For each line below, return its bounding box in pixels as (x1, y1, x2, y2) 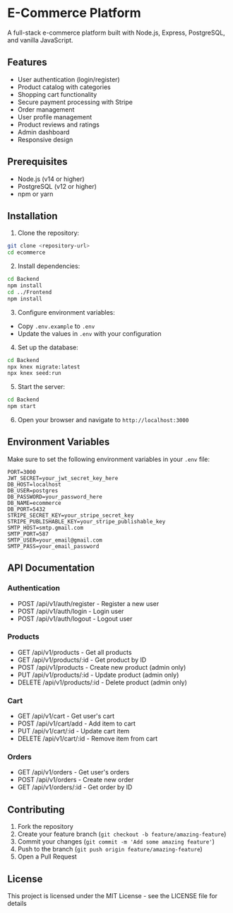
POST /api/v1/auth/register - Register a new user (17, 599, 160, 607)
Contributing (7, 803, 65, 815)
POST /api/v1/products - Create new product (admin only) (17, 663, 186, 671)
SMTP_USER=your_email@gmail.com (7, 536, 102, 544)
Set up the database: (17, 343, 79, 351)
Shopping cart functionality (17, 90, 97, 98)
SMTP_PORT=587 (7, 530, 49, 537)
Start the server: (17, 383, 66, 391)
